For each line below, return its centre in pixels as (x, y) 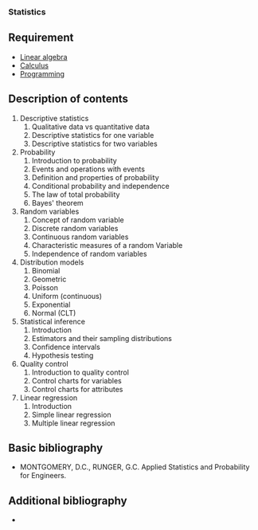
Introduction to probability (74, 160)
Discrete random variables (75, 228)
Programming (42, 73)
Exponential (51, 304)
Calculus (34, 65)
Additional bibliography (68, 501)
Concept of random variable (78, 220)
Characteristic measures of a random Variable (107, 245)
